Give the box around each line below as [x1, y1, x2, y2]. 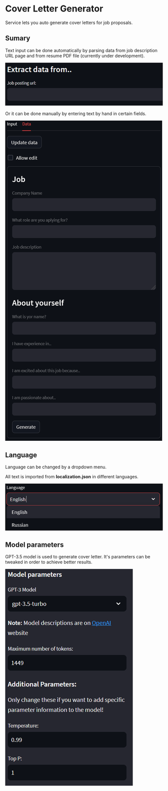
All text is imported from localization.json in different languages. [5, 474, 138, 480]
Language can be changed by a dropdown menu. [5, 464, 106, 470]
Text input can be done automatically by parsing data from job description [5, 47, 157, 53]
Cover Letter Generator [5, 3, 103, 15]
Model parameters [5, 540, 64, 549]
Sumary [5, 34, 30, 43]
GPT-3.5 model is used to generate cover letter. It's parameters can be [5, 554, 151, 560]
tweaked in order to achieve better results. [5, 559, 92, 565]
